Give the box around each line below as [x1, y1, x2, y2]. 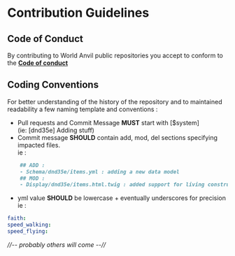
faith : [7, 215, 27, 222]
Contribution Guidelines [7, 5, 150, 21]
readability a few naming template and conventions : [7, 105, 158, 113]
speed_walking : [7, 222, 52, 229]
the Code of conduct [7, 59, 69, 67]
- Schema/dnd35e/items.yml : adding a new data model [20, 168, 180, 176]
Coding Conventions [7, 79, 99, 91]
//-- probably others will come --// [7, 240, 106, 249]
